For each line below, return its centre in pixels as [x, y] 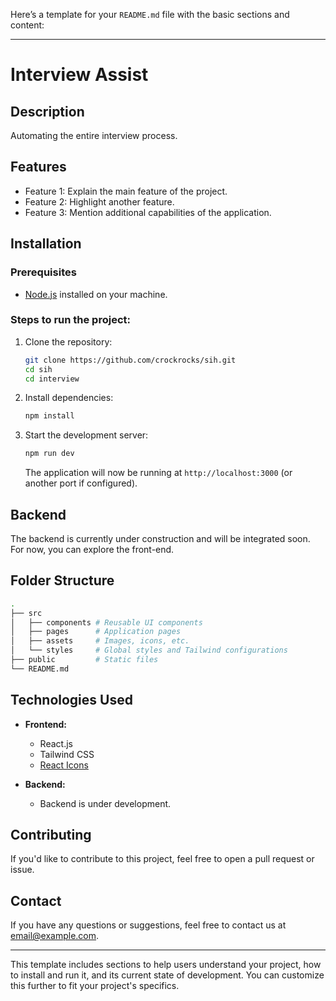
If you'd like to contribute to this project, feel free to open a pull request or [162, 859]
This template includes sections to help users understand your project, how [166, 965]
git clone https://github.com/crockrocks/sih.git [130, 360]
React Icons [64, 765]
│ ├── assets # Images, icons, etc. [100, 641]
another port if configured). [81, 483]
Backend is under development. [105, 803]
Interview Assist [79, 75]
